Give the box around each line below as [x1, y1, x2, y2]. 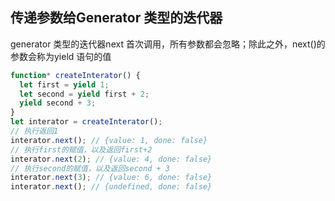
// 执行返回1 [10, 126, 59, 137]
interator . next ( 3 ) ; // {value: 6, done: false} [10, 173, 213, 183]
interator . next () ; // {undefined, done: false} [10, 182, 213, 192]
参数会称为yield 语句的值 [10, 50, 112, 62]
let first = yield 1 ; [19, 79, 110, 90]
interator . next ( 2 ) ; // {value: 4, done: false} [10, 154, 213, 164]
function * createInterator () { [10, 70, 141, 80]
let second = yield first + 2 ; [19, 89, 150, 99]
